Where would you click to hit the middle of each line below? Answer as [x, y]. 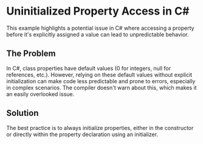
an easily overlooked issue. [40, 94]
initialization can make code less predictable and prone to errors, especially [101, 81]
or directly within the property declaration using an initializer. [82, 134]
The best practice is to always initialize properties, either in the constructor [100, 128]
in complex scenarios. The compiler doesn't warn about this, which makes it [101, 87]
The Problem [31, 54]
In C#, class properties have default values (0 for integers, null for [89, 68]
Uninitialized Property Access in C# [98, 11]
